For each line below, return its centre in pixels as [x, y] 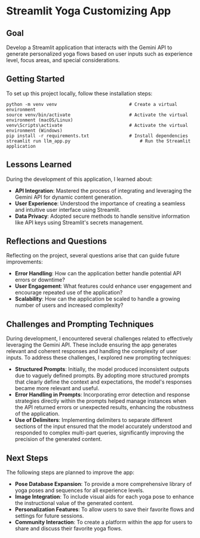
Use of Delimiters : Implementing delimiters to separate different [93, 420]
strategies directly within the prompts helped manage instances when [101, 401]
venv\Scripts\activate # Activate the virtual [97, 125]
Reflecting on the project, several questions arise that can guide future [93, 256]
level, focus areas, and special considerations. [63, 60]
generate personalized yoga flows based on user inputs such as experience [99, 54]
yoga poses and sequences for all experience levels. [79, 490]
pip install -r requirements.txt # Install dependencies [97, 136]
